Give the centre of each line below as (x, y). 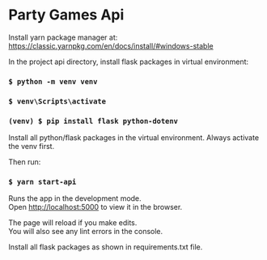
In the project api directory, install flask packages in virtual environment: (129, 62)
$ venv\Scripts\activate (57, 101)
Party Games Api (66, 15)
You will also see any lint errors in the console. (86, 232)
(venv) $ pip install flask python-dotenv (93, 121)
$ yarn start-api (42, 182)
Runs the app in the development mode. (75, 198)
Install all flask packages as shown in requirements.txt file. (106, 247)
